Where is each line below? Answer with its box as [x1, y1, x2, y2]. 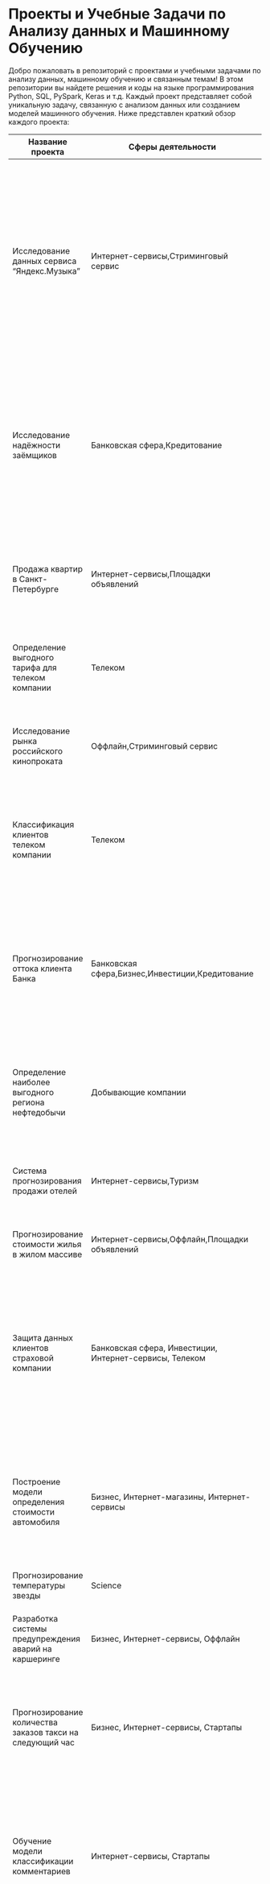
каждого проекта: [8, 117, 70, 126]
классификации [12, 1855, 74, 1866]
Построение [12, 1476, 61, 1487]
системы [12, 1623, 47, 1634]
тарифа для [12, 662, 58, 673]
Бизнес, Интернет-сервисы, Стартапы [91, 1721, 243, 1733]
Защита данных [12, 1332, 74, 1343]
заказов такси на [12, 1726, 79, 1737]
